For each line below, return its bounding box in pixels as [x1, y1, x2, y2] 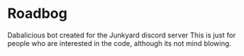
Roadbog [7, 5, 67, 23]
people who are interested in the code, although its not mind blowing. [7, 38, 232, 47]
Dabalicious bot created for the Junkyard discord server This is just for [7, 30, 236, 40]
